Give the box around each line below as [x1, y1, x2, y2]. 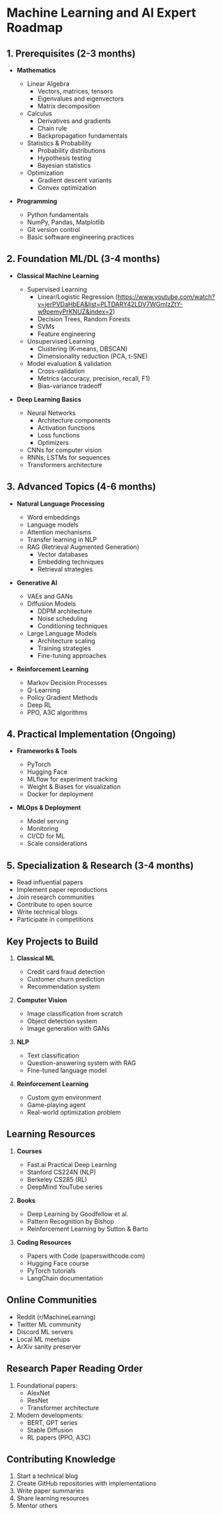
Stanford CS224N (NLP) [26, 1168, 97, 1176]
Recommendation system [26, 983, 100, 991]
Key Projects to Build [6, 935, 99, 947]
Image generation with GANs [26, 1025, 110, 1033]
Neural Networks [26, 409, 76, 417]
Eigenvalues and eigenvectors [37, 94, 125, 103]
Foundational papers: [16, 1381, 78, 1389]
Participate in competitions [16, 915, 94, 923]
